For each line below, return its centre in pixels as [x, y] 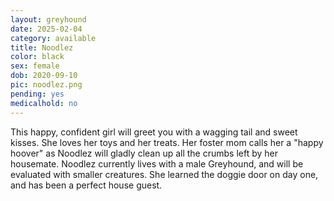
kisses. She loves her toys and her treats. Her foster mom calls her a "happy [167, 142]
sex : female [35, 66]
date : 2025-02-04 [46, 29]
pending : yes [37, 94]
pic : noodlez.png [46, 85]
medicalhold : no [44, 103]
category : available [53, 38]
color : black [37, 57]
